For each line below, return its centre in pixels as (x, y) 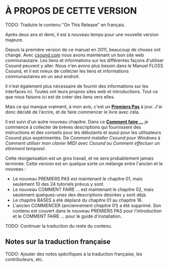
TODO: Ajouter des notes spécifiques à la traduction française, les (74, 254)
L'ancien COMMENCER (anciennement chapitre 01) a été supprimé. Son (87, 205)
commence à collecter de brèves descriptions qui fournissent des (73, 127)
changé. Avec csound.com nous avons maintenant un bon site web (75, 55)
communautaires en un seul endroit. (43, 76)
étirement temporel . (26, 148)
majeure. (14, 40)
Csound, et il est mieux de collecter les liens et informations (67, 71)
